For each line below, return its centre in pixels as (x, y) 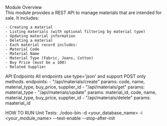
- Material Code (22, 49)
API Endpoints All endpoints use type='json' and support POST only (76, 76)
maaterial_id (18, 103)
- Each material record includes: (42, 45)
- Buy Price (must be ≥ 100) (36, 62)
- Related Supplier (26, 67)
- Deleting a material (29, 40)
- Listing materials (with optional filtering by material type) (75, 32)
